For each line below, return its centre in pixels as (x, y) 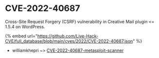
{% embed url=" (21, 36)
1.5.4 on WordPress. (25, 26)
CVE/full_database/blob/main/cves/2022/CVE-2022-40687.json (69, 41)
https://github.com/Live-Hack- (68, 36)
